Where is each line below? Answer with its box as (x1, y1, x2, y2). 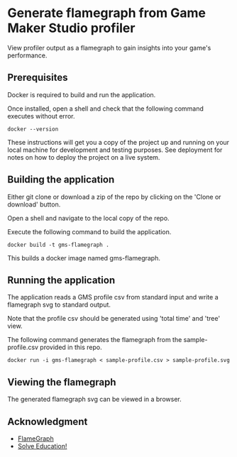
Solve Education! (17, 442, 67, 450)
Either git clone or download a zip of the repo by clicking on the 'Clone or (7, 192, 221, 201)
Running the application (7, 274, 116, 286)
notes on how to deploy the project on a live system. (7, 153, 160, 161)
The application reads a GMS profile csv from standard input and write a (7, 293, 219, 302)
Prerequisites (7, 72, 68, 84)
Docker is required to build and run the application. (7, 90, 156, 99)
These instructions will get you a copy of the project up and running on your (7, 138, 229, 146)
